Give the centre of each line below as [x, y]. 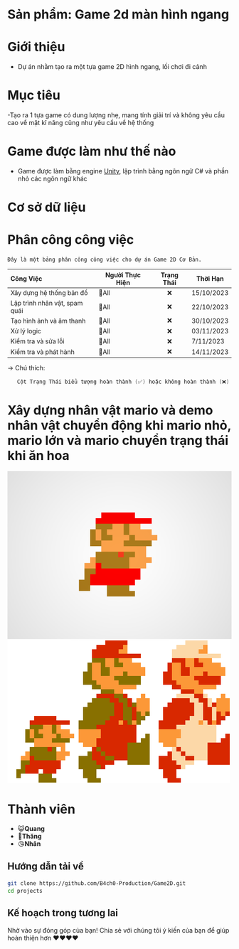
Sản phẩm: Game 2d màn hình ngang [118, 15]
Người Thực [123, 275]
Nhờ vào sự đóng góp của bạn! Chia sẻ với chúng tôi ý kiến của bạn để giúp [118, 930]
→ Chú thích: [26, 368]
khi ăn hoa [38, 455]
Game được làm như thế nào [92, 151]
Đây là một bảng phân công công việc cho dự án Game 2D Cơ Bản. [105, 260]
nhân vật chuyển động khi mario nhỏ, [119, 425]
